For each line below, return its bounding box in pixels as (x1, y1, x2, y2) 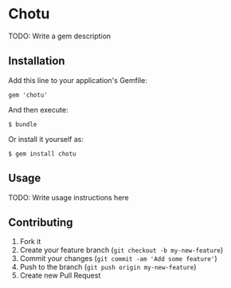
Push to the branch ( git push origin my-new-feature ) (19, 262, 197, 272)
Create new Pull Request (19, 270, 101, 280)
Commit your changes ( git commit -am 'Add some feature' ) (19, 254, 217, 263)
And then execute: (8, 105, 69, 114)
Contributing (8, 215, 73, 229)
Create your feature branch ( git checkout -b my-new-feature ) (19, 245, 224, 255)
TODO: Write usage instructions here (8, 192, 129, 202)
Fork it (19, 237, 41, 247)
